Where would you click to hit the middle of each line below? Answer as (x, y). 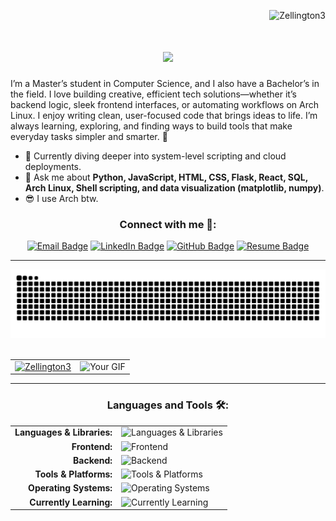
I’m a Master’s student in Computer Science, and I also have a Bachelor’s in (165, 83)
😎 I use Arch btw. (61, 198)
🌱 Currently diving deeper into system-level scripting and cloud (155, 156)
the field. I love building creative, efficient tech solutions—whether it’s (153, 94)
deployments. (53, 166)
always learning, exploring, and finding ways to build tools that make (151, 126)
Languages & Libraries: (63, 432)
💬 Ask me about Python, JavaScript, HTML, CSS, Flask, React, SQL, (166, 177)
